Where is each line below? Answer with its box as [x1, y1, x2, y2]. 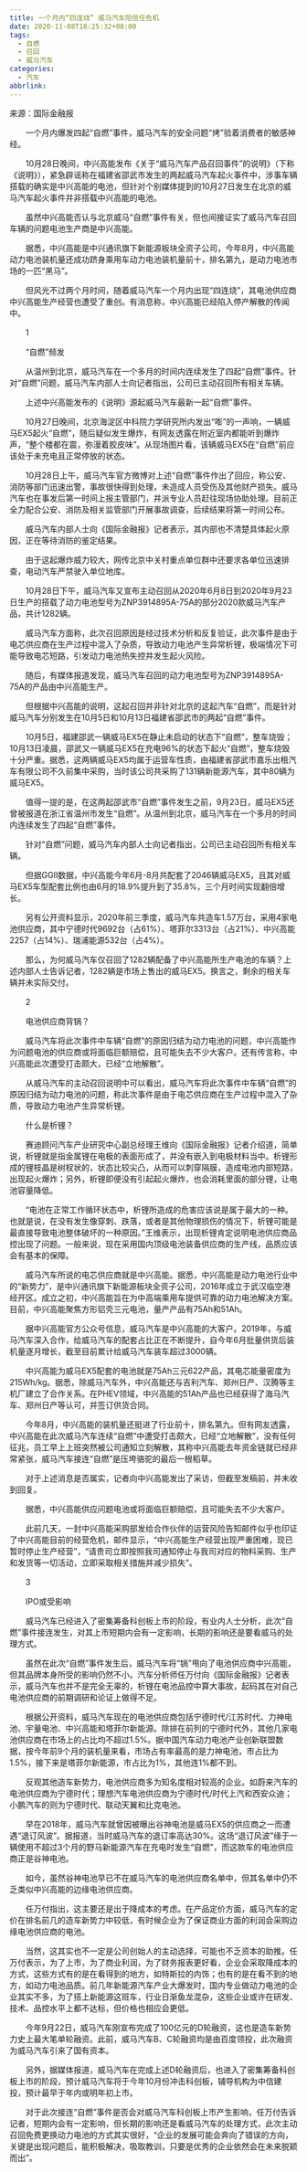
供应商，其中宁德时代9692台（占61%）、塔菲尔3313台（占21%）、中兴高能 [16, 923, 296, 934]
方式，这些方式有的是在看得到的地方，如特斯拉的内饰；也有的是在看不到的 [9, 1968, 290, 1979]
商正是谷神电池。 [9, 1852, 74, 1864]
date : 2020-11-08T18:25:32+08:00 [9, 22, 137, 31]
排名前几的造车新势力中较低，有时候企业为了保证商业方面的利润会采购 [25, 1914, 290, 1925]
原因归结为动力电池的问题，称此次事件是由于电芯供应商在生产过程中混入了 [9, 1088, 290, 1099]
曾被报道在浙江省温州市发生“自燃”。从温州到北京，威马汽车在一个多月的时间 [9, 808, 297, 819]
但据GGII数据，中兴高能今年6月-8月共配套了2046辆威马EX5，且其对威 [25, 869, 291, 880]
